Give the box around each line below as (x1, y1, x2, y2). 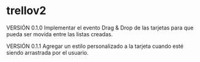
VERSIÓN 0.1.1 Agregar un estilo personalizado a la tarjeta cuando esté (6, 42, 183, 50)
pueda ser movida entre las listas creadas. (6, 30, 113, 37)
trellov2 (6, 4, 46, 18)
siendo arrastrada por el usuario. (6, 48, 89, 56)
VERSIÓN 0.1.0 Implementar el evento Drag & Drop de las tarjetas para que (6, 24, 194, 31)
